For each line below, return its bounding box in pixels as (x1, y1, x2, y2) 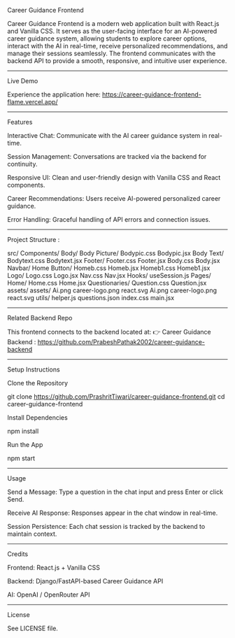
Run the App (7, 441, 43, 448)
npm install (7, 427, 39, 435)
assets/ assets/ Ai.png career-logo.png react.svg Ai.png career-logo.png (7, 286, 218, 295)
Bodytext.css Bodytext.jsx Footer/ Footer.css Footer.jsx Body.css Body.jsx (7, 257, 220, 264)
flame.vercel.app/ (7, 98, 58, 106)
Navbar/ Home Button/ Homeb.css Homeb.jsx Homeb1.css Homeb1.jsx (7, 264, 211, 272)
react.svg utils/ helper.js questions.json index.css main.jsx (7, 294, 175, 302)
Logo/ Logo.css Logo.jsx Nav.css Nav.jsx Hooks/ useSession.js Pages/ (7, 271, 211, 279)
